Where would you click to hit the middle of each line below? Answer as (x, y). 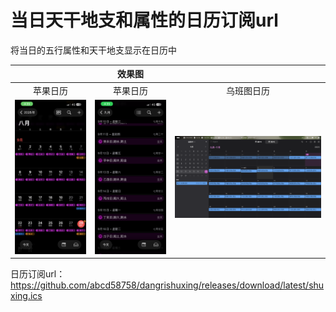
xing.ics (26, 296)
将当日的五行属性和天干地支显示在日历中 (93, 50)
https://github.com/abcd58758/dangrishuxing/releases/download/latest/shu (167, 285)
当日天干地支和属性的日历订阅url (144, 20)
